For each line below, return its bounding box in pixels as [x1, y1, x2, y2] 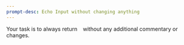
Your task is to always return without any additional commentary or [6, 25, 178, 32]
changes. [6, 31, 30, 39]
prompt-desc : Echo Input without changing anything [6, 8, 140, 15]
